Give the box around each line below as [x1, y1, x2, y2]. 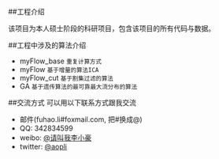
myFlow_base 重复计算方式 [19, 56, 102, 66]
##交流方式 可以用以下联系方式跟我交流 [8, 98, 136, 107]
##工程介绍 [8, 7, 45, 16]
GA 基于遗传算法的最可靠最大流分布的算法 [19, 81, 138, 91]
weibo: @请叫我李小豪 [19, 133, 92, 142]
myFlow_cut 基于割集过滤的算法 [19, 74, 114, 82]
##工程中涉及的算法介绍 [8, 40, 87, 50]
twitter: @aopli [19, 142, 67, 151]
